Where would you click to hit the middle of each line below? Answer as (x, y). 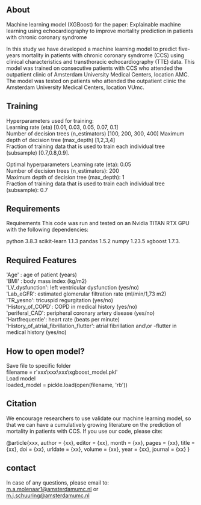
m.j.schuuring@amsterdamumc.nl (48, 495)
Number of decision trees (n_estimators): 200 (63, 170)
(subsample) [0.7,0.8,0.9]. (38, 152)
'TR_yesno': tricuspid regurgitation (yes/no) (60, 300)
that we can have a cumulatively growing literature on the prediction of (94, 424)
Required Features (42, 260)
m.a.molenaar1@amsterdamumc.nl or (52, 489)
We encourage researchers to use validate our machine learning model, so (99, 418)
